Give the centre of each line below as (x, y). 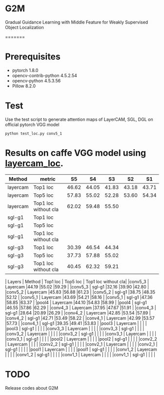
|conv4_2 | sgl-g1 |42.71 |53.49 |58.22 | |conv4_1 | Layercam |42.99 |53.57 (80, 318)
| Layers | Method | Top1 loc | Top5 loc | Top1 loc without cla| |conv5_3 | (77, 281)
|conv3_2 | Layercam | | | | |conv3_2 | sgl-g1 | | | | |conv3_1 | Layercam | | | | (81, 334)
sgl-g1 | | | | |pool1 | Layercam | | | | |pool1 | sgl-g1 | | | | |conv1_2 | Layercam (81, 349)
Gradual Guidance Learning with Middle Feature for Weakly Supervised (77, 22)
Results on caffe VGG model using (76, 153)
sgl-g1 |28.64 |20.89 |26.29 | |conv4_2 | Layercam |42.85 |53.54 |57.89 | (78, 313)
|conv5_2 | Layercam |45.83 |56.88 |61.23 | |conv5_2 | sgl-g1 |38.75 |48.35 (80, 292)
